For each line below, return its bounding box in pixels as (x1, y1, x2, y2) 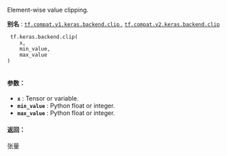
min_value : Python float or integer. (16, 102, 115, 110)
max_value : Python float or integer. (16, 109, 115, 117)
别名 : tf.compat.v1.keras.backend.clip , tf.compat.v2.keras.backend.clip (7, 20, 220, 28)
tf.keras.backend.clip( (10, 34, 78, 40)
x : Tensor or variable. (16, 94, 79, 103)
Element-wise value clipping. (7, 6, 89, 14)
